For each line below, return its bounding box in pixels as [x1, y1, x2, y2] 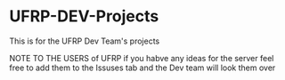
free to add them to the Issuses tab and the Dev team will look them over [9, 62, 276, 73]
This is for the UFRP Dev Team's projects [9, 36, 160, 46]
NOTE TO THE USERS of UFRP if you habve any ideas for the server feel [9, 52, 274, 63]
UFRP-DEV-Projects [9, 6, 159, 27]
